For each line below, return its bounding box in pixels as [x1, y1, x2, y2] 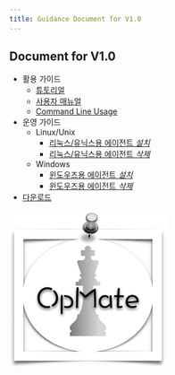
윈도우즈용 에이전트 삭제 [48, 180, 133, 192]
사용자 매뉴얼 [35, 96, 82, 107]
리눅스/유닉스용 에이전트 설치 [48, 137, 150, 148]
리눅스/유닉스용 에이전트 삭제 [48, 149, 150, 160]
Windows [35, 159, 71, 170]
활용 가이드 [21, 74, 62, 84]
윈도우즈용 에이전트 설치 [48, 170, 133, 180]
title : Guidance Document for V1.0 [9, 14, 142, 23]
